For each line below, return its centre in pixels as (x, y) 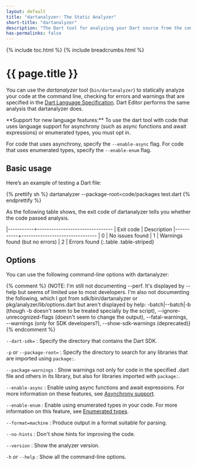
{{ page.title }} (42, 74)
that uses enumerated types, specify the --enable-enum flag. (79, 150)
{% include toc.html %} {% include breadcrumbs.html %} (75, 50)
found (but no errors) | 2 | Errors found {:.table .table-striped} (80, 242)
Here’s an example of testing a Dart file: (54, 183)
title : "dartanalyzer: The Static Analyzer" (61, 17)
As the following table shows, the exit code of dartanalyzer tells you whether (98, 211)
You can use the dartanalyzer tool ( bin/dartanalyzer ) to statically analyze (95, 90)
